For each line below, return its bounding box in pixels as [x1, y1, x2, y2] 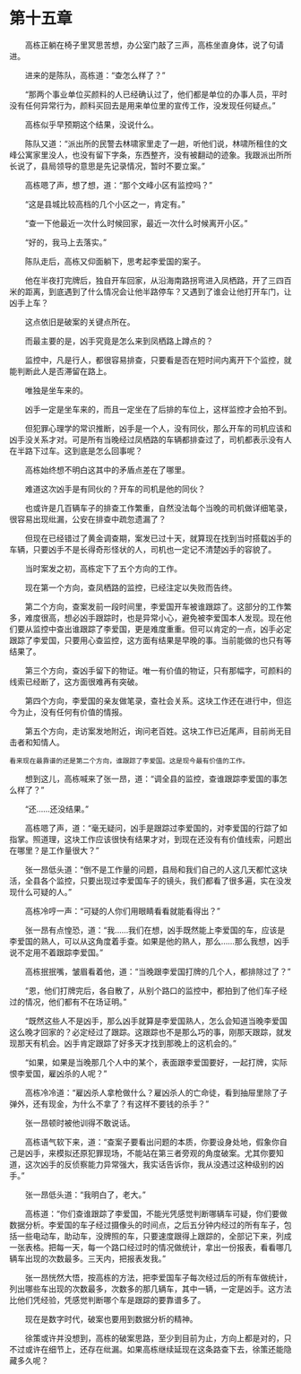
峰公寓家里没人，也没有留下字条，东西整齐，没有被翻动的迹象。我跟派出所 [9, 149, 284, 160]
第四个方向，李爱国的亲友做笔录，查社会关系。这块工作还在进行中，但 [24, 695, 284, 706]
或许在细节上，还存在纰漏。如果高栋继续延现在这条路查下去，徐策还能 [24, 1344, 284, 1354]
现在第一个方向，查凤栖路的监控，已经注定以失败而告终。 [24, 582, 237, 593]
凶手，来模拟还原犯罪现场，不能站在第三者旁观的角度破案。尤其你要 [24, 1147, 276, 1158]
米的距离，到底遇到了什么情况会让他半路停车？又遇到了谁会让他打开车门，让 [9, 286, 292, 297]
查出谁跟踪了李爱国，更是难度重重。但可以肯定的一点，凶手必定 [56, 623, 292, 634]
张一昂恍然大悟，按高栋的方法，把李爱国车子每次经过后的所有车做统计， [24, 1272, 292, 1283]
